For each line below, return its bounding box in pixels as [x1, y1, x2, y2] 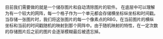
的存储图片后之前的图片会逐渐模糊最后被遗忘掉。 [5, 29, 103, 34]
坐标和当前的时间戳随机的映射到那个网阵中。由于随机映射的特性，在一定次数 [5, 22, 158, 28]
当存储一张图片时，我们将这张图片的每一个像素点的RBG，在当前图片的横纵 [5, 17, 154, 22]
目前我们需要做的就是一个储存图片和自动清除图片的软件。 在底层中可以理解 [5, 4, 155, 10]
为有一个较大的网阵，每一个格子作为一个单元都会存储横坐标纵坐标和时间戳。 [5, 10, 158, 16]
